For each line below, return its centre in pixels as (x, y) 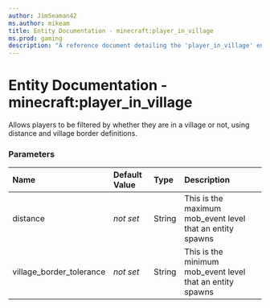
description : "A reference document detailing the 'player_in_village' (131, 46)
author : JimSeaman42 (43, 16)
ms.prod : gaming (35, 38)
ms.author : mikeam (39, 23)
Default (127, 175)
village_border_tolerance (59, 272)
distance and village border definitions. (73, 133)
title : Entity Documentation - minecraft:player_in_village (111, 31)
